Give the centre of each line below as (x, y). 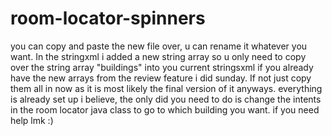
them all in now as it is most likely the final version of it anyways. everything (166, 88)
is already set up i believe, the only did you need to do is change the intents (166, 99)
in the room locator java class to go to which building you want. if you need (165, 109)
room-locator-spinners (108, 18)
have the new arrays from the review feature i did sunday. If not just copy (161, 78)
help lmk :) (32, 120)
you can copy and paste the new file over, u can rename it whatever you (159, 46)
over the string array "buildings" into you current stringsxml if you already (162, 67)
